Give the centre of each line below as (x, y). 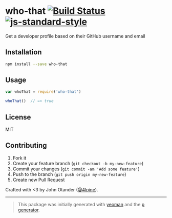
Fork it (19, 158)
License (18, 117)
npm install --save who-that (36, 64)
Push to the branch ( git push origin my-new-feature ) (69, 174)
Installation (24, 52)
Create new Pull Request (39, 180)
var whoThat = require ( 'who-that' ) (43, 92)
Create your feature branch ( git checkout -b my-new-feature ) (78, 163)
